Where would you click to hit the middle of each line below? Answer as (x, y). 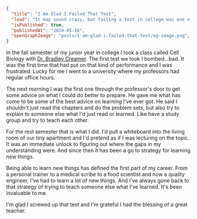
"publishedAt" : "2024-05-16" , (48, 30)
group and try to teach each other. (47, 120)
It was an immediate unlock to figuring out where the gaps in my (84, 144)
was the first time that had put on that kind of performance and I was (89, 65)
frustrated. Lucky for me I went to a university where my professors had (93, 71)
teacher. (16, 211)
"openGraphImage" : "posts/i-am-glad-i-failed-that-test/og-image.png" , (101, 36)
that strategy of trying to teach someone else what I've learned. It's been (94, 187)
